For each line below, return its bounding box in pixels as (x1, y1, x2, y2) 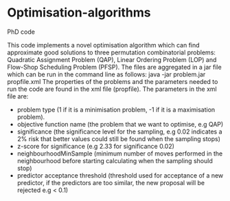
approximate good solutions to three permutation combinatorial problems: (7, 48, 216, 56)
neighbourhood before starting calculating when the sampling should (16, 156, 213, 165)
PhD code (7, 28, 36, 36)
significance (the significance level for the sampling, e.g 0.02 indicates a (16, 127, 222, 136)
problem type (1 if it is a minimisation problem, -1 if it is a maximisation (16, 105, 216, 114)
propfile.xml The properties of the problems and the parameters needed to (7, 77, 218, 85)
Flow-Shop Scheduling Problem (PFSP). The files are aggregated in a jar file (7, 63, 222, 71)
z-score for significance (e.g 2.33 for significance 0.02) (16, 142, 175, 150)
